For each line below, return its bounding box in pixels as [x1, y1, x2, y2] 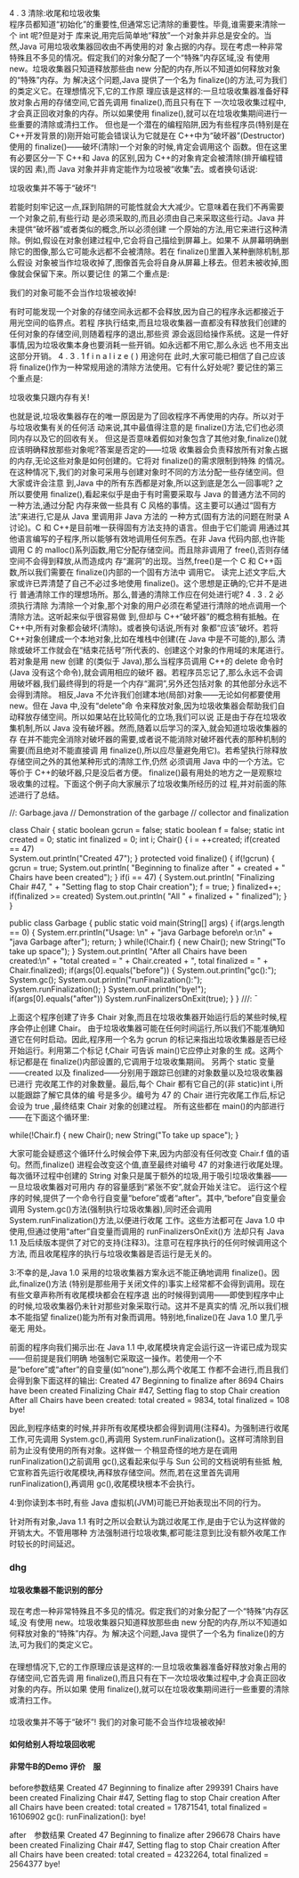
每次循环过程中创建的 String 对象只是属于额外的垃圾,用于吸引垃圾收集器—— [9, 1171, 287, 1180]
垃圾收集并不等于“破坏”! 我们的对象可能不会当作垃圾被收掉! [9, 1717, 226, 1727]
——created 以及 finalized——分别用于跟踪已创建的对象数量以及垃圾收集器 [9, 1067, 283, 1078]
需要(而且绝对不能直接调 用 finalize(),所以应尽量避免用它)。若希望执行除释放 [9, 745, 287, 755]
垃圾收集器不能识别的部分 [9, 1584, 103, 1595]
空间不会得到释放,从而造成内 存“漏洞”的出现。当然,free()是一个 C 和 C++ [9, 556, 274, 566]
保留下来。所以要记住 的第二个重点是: [32, 268, 170, 279]
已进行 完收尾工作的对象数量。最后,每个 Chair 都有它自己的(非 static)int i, [9, 1079, 276, 1089]
